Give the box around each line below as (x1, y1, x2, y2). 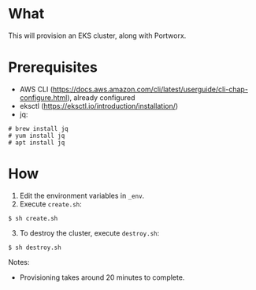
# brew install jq (8, 125, 69, 132)
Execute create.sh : (19, 199, 83, 209)
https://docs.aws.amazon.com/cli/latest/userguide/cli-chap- (52, 84, 248, 94)
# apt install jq (8, 139, 65, 147)
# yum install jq (8, 132, 65, 139)
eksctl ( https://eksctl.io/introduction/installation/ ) (19, 101, 179, 110)
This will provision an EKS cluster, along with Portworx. (8, 31, 187, 40)
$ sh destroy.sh (8, 244, 61, 251)
